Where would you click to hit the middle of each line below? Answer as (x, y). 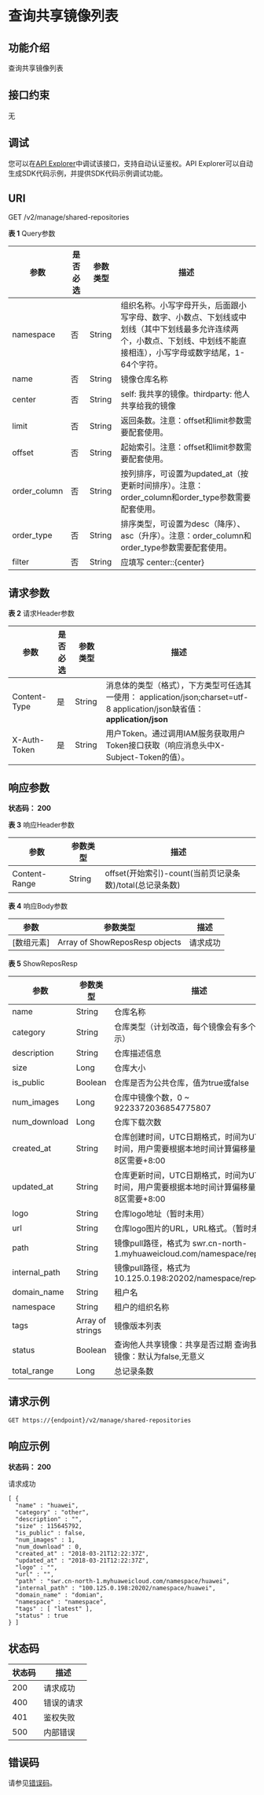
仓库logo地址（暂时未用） (161, 1214)
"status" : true (42, 1615)
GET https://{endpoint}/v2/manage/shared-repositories (100, 1420)
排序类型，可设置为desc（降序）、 (183, 524)
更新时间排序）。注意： (162, 486)
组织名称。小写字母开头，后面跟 (180, 305)
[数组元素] (31, 943)
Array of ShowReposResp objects (120, 942)
